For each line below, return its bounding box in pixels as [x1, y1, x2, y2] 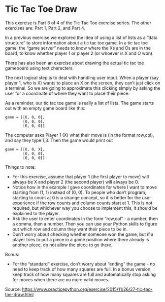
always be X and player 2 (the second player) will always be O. [12, 179, 139, 185]
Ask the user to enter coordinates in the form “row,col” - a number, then [12, 216, 158, 222]
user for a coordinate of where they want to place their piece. [5, 90, 130, 96]
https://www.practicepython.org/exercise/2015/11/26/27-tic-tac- [22, 286, 153, 292]
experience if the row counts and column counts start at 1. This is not [12, 200, 153, 206]
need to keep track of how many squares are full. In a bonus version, [12, 266, 152, 272]
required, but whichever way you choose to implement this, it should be [12, 205, 158, 211]
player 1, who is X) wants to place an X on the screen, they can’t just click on [5, 80, 161, 86]
